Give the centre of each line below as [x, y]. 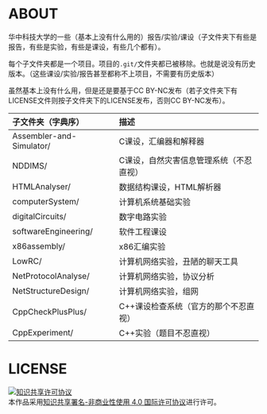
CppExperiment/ [43, 332]
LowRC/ [27, 261]
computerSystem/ [46, 201]
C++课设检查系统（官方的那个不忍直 [187, 306]
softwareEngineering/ [52, 231]
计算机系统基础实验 [155, 202]
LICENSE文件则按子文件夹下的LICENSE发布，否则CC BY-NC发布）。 [119, 100]
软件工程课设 [143, 231]
